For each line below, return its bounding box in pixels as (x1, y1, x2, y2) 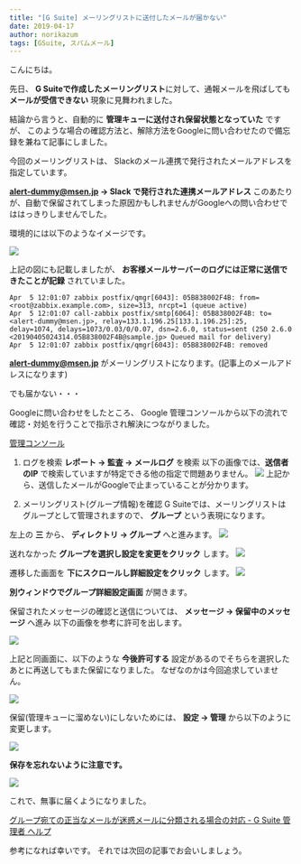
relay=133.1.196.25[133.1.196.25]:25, (102, 317, 248, 326)
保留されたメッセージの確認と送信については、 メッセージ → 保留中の (9, 606, 268, 617)
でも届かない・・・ (9, 388, 81, 399)
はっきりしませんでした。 (16, 209, 112, 219)
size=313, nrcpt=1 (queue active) (118, 302, 248, 311)
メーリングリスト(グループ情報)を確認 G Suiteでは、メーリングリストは (22, 498, 287, 510)
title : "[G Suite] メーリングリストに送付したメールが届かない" (9, 13, 227, 23)
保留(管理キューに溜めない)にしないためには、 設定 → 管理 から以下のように (9, 712, 292, 723)
